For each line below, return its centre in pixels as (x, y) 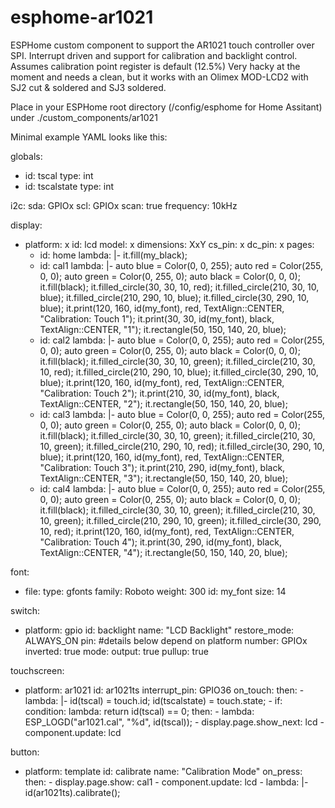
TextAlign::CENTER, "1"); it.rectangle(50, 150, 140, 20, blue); (163, 329)
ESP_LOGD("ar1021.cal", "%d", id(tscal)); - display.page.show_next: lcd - (174, 722)
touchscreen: (37, 670)
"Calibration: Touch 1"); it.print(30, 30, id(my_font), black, (157, 318)
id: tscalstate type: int (69, 186)
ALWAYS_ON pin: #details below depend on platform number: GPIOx (166, 640)
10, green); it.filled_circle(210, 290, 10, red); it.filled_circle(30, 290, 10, (182, 446)
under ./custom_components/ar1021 (84, 117)
